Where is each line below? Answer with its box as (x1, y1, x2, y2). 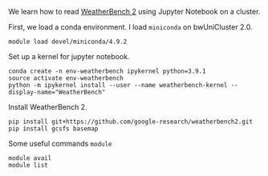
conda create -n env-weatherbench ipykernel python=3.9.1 (8, 67, 206, 75)
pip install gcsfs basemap (8, 125, 99, 133)
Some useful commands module (8, 139, 112, 148)
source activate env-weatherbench (8, 74, 124, 82)
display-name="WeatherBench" (8, 88, 106, 96)
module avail (8, 154, 52, 162)
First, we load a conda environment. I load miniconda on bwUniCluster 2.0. (8, 22, 253, 31)
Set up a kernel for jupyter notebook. (8, 52, 130, 61)
